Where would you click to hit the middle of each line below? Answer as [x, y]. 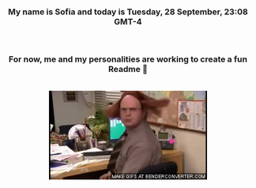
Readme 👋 [128, 70]
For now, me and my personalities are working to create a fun [128, 59]
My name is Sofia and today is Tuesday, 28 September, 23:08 [128, 12]
